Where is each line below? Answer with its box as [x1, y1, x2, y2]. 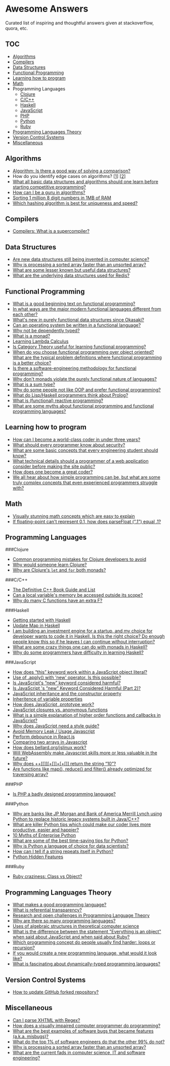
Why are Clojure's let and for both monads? [12, 567, 106, 573]
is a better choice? [12, 360, 52, 365]
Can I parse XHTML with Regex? [12, 1017, 80, 1023]
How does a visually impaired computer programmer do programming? [12, 1022, 161, 1028]
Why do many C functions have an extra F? [12, 598, 103, 604]
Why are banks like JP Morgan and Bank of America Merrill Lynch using [12, 811, 162, 817]
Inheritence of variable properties [12, 696, 82, 702]
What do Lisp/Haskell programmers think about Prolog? [12, 392, 129, 398]
